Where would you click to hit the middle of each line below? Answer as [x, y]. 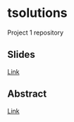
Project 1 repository [36, 32]
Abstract [27, 94]
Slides [21, 55]
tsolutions [38, 13]
